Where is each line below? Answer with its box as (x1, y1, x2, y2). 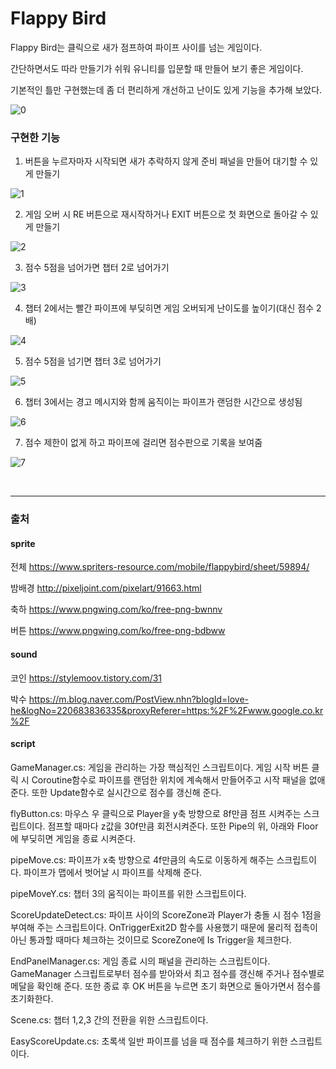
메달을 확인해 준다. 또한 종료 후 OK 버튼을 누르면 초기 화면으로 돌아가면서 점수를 (10, 980, 322, 992)
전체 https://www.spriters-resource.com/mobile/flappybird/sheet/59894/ (10, 561, 310, 573)
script (10, 738, 36, 750)
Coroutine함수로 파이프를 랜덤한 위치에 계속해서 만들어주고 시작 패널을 (31, 773, 307, 786)
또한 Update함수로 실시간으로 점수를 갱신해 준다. (31, 786, 222, 798)
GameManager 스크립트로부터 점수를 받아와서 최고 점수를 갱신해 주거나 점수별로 (10, 967, 325, 979)
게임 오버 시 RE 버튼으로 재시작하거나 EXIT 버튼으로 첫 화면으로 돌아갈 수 (24, 208, 308, 221)
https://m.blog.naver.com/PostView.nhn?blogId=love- (28, 693, 250, 705)
